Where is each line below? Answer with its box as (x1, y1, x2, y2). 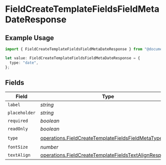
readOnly (7, 126, 28, 132)
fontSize (7, 144, 28, 150)
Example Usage (5, 34, 54, 42)
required (7, 118, 28, 124)
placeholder (7, 110, 36, 116)
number (40, 144, 59, 151)
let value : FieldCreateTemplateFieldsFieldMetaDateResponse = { (5, 55, 140, 60)
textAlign (7, 152, 31, 158)
